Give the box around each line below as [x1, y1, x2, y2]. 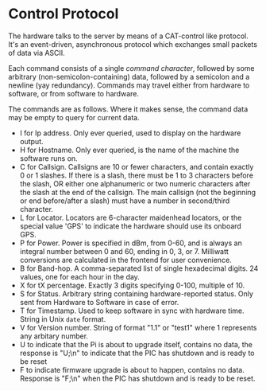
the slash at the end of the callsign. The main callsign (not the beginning [19, 187, 256, 197]
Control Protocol [8, 5, 119, 23]
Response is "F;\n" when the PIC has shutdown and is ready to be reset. [19, 373, 256, 383]
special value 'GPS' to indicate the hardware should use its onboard [19, 221, 242, 231]
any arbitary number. [19, 331, 89, 341]
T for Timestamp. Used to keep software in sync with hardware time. [19, 306, 245, 315]
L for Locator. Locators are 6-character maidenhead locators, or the [19, 213, 242, 222]
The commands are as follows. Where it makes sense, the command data [8, 104, 249, 114]
